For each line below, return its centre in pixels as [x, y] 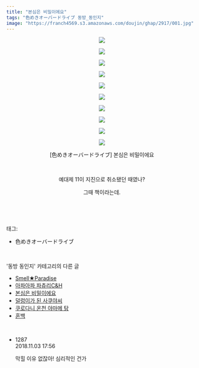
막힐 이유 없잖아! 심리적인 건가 [51, 359]
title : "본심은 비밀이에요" [37, 12]
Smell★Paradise [36, 278]
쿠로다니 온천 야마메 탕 [42, 308]
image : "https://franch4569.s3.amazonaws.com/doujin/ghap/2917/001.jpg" [100, 23]
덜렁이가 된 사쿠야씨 [39, 301]
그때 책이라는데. [102, 192]
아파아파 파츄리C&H [39, 286]
